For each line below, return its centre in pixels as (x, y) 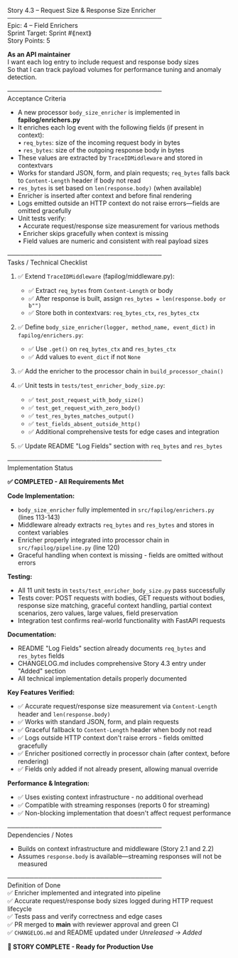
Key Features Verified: (41, 692)
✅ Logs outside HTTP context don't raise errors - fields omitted (110, 738)
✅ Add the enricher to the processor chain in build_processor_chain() (120, 371)
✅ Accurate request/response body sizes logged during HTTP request (110, 901)
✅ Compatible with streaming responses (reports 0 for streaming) (114, 805)
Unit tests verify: (42, 218)
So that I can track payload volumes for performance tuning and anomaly (114, 69)
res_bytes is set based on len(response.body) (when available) (110, 188)
